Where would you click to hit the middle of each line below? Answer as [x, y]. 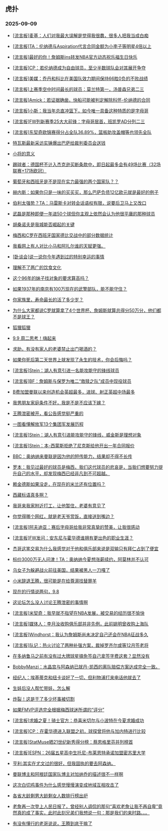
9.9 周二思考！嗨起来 [34, 338]
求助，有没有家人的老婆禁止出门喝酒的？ [54, 349]
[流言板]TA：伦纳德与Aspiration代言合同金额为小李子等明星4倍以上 [82, 46]
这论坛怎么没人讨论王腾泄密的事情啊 [50, 602]
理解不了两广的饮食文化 [37, 267]
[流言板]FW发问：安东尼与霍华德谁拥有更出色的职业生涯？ [73, 538]
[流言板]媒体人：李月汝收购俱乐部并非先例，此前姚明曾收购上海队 [80, 624]
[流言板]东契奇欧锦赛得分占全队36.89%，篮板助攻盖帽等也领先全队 [82, 132]
